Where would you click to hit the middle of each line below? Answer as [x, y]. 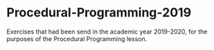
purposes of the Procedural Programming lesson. [77, 38]
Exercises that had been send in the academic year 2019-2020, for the [107, 32]
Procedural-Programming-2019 [99, 13]
